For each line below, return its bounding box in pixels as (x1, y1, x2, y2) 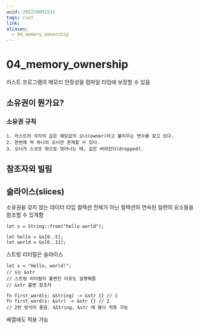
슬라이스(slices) (6, 186, 65, 197)
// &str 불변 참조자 (6, 282, 52, 288)
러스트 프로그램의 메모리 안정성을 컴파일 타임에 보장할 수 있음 (6, 78, 150, 86)
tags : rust (6, 15, 34, 21)
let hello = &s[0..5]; (6, 234, 64, 240)
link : (6, 20, 20, 26)
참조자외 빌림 (6, 164, 53, 174)
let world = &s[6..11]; (6, 239, 67, 245)
